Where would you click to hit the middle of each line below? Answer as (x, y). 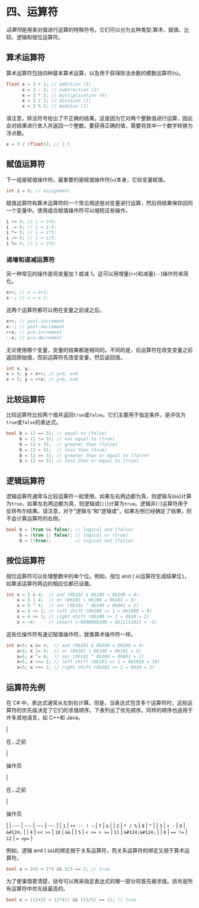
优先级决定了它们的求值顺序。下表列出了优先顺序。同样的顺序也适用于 (107, 710)
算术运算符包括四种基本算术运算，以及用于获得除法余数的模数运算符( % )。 (95, 73)
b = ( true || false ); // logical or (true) (74, 535)
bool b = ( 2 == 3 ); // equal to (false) (57, 434)
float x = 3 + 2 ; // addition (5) (49, 84)
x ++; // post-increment (36, 321)
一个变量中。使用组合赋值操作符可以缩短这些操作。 (68, 210)
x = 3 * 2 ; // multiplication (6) (65, 95)
